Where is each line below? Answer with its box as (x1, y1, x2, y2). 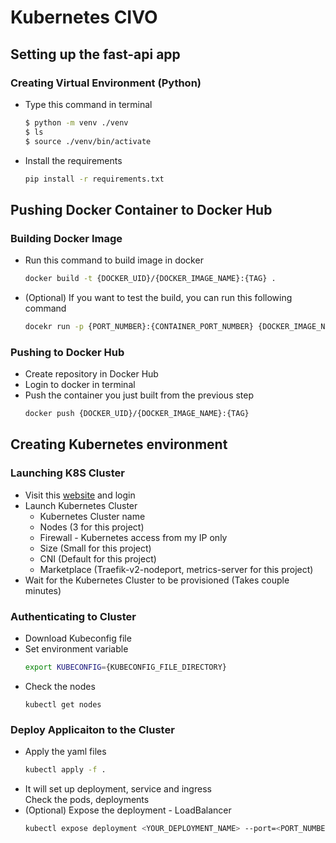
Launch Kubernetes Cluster (24, 499, 138, 511)
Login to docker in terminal (24, 379, 136, 391)
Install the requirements (24, 154, 123, 166)
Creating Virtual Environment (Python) (10, 76, 202, 90)
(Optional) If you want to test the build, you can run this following (24, 291, 293, 303)
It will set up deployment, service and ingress (24, 783, 212, 795)
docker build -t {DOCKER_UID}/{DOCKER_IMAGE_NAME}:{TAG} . (24, 274, 277, 284)
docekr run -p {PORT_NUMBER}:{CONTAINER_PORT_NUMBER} (24, 321, 254, 331)
